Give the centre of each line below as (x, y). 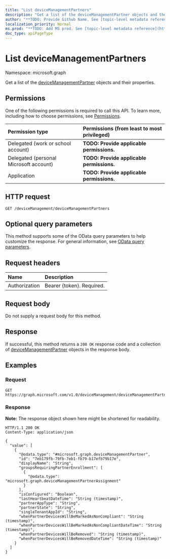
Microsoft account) (31, 164)
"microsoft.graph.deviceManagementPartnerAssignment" (63, 481)
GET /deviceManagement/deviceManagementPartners (57, 208)
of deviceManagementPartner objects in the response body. (68, 349)
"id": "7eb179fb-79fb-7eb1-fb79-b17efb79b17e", (70, 459)
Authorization (24, 286)
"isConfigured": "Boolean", (48, 494)
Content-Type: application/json (39, 432)
